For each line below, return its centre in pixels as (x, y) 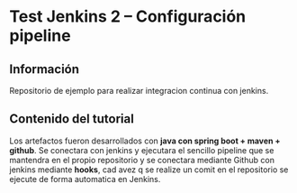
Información (44, 69)
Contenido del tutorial (72, 119)
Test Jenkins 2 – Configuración (128, 17)
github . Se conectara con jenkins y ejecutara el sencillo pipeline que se (142, 150)
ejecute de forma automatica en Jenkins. (85, 179)
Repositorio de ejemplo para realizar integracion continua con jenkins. (139, 91)
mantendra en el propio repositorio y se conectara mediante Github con (142, 160)
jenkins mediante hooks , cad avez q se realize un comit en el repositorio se (149, 170)
